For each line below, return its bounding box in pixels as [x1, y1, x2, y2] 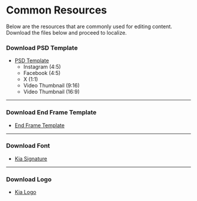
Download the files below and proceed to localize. [6, 29, 127, 36]
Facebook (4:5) [23, 70, 61, 77]
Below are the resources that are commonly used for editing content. [6, 23, 172, 30]
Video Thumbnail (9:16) [23, 82, 80, 89]
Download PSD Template [6, 43, 78, 52]
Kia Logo [14, 189, 36, 196]
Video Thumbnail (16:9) [23, 88, 80, 96]
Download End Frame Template [6, 108, 97, 117]
